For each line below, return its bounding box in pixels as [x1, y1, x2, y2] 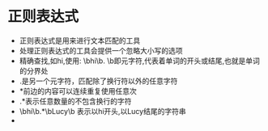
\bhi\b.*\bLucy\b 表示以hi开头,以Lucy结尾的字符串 [19, 106, 187, 116]
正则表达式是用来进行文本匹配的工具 [19, 36, 141, 45]
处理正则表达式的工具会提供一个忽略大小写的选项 [19, 45, 183, 55]
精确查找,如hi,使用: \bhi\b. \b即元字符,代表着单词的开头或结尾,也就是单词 [19, 56, 261, 65]
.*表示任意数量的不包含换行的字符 [19, 96, 132, 106]
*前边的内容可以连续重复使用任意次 [19, 86, 137, 95]
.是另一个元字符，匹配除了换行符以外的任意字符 [19, 76, 178, 86]
